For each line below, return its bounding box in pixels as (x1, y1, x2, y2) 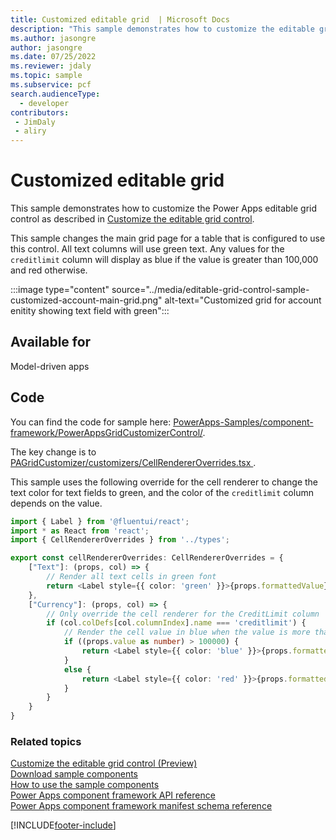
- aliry (14, 126, 47, 136)
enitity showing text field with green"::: (10, 305, 170, 317)
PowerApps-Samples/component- (173, 416, 314, 428)
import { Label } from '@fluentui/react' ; (10, 516, 190, 526)
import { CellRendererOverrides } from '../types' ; (10, 535, 230, 545)
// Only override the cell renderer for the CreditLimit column (46, 609, 320, 619)
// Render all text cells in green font (46, 572, 217, 582)
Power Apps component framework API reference (10, 789, 216, 801)
